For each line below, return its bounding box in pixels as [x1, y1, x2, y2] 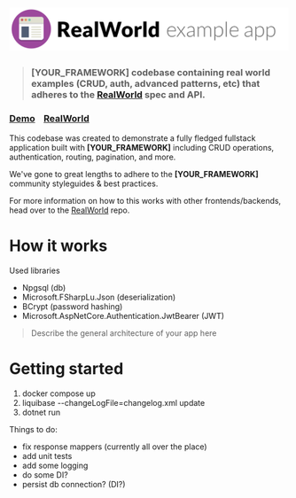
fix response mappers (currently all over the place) [21, 441, 207, 452]
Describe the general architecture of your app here [30, 327, 217, 338]
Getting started [9, 358, 124, 378]
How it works [9, 236, 108, 255]
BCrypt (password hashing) [21, 300, 123, 312]
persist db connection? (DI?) [21, 479, 126, 489]
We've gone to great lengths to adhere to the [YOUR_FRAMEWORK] [9, 168, 259, 179]
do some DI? [21, 469, 68, 480]
